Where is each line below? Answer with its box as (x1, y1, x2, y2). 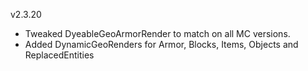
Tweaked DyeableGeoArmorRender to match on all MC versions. (24, 28, 291, 39)
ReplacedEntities (24, 49, 95, 61)
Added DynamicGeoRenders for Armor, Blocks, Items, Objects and (24, 39, 299, 50)
